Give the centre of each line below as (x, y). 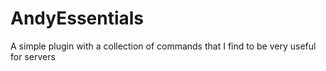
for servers (33, 56)
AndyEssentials (77, 18)
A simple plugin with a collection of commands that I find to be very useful (163, 46)
